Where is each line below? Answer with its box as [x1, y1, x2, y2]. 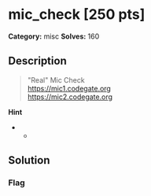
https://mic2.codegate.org [27, 92, 112, 102]
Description [8, 54, 67, 68]
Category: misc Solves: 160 [8, 31, 100, 41]
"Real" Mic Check [27, 75, 85, 84]
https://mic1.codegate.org [27, 83, 112, 93]
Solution [8, 153, 50, 167]
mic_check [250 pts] [8, 6, 145, 24]
